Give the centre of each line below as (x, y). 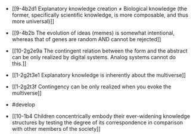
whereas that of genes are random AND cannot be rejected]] (86, 39)
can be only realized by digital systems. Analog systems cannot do (94, 57)
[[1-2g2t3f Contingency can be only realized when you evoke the (91, 87)
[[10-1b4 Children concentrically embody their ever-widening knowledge (101, 116)
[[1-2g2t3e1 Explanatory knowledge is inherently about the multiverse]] (99, 75)
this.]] (19, 63)
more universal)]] (33, 21)
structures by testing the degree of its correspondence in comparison (97, 122)
